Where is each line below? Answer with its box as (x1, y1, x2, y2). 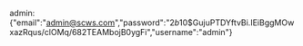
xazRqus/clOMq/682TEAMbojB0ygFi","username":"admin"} (9, 27, 233, 37)
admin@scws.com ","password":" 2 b (45, 17, 180, 28)
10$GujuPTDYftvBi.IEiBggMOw (178, 17, 295, 28)
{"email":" (9, 17, 47, 28)
